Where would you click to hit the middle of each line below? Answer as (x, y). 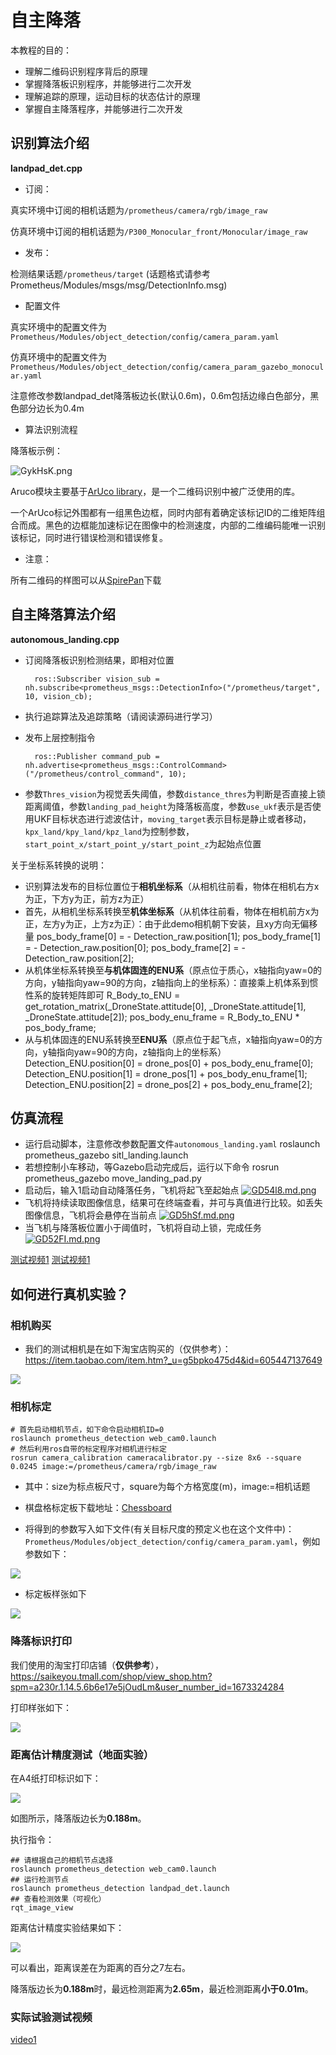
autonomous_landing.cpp (65, 639)
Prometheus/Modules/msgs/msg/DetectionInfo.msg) (119, 285)
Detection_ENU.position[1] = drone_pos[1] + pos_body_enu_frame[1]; (166, 1073)
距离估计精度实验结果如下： (67, 1927)
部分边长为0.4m (51, 408)
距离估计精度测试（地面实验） (82, 1754)
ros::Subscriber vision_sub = (97, 679)
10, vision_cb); (58, 696)
